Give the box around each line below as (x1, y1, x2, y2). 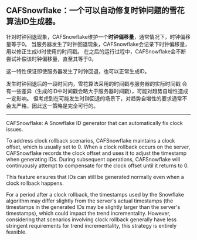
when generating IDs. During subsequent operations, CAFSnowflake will (6, 156, 181, 163)
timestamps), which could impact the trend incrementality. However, (6, 209, 171, 217)
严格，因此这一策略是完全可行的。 (16, 102, 98, 109)
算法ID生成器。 (6, 16, 60, 26)
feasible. (6, 228, 27, 235)
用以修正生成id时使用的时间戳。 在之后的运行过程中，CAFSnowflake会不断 (6, 48, 186, 55)
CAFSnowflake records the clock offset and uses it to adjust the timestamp (6, 149, 187, 157)
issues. (6, 126, 23, 133)
